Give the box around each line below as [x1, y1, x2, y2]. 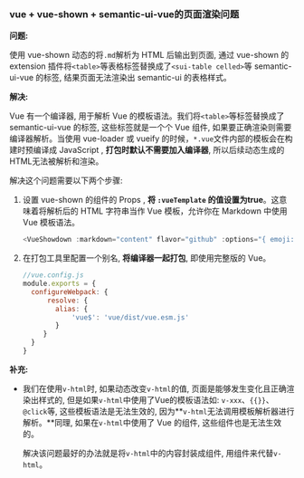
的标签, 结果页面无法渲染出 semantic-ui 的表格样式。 [35, 72, 233, 83]
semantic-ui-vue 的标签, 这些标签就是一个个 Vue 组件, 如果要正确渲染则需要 [9, 122, 292, 133]
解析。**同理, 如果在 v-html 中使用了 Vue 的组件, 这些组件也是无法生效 [22, 416, 282, 427]
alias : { [55, 304, 89, 313]
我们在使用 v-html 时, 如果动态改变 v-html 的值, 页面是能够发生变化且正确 [22, 383, 287, 394]
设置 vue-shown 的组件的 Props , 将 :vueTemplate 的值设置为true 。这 [22, 195, 280, 206]
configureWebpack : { [31, 287, 109, 296]
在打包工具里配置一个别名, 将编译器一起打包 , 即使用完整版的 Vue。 [22, 253, 271, 263]
